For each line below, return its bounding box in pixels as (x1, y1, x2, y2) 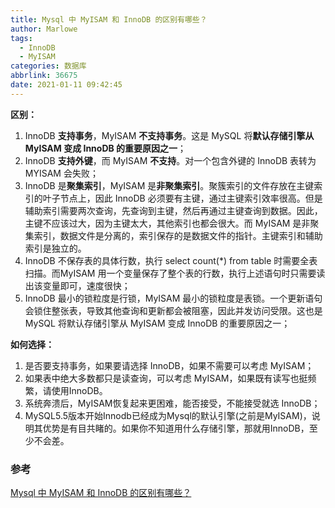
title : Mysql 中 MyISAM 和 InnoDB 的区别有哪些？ (10, 14, 208, 25)
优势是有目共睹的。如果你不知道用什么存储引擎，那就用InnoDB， (42, 422, 310, 434)
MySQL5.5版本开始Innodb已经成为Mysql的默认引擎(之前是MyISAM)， (24, 409, 312, 421)
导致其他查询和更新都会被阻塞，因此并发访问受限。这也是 (86, 304, 323, 316)
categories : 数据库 (10, 61, 87, 71)
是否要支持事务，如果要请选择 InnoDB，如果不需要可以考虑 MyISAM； (24, 359, 315, 371)
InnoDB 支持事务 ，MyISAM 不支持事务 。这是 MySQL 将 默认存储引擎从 (24, 129, 315, 141)
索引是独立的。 (24, 242, 87, 254)
